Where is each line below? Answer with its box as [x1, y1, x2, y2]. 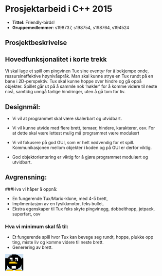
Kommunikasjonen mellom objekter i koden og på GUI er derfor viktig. [12, 145, 152, 150]
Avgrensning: [5, 173, 47, 181]
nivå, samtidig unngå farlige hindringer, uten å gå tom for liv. [5, 89, 126, 95]
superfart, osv [12, 211, 41, 217]
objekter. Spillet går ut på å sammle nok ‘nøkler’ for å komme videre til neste [5, 83, 157, 89]
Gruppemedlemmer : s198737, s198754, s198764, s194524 [12, 24, 130, 30]
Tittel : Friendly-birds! [12, 19, 55, 25]
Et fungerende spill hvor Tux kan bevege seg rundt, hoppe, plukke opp [12, 234, 154, 240]
